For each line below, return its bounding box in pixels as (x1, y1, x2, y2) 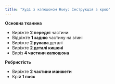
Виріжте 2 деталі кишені (12, 45, 64, 50)
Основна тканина (5, 20, 42, 26)
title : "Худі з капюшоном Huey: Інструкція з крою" (5, 7, 111, 12)
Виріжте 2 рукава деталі (12, 39, 63, 46)
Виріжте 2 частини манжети (12, 68, 72, 74)
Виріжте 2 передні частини (12, 29, 69, 35)
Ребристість (5, 59, 31, 65)
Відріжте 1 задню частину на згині (12, 35, 83, 40)
